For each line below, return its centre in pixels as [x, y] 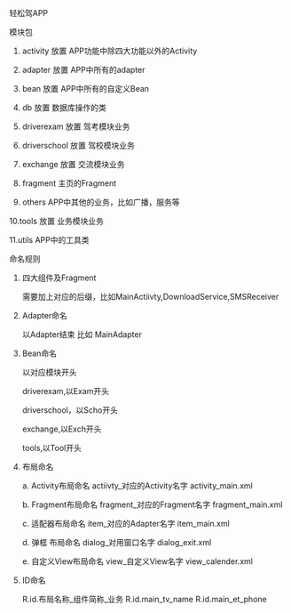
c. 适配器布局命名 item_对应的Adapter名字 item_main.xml [126, 524]
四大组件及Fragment [59, 278]
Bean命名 [39, 353]
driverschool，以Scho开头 [70, 410]
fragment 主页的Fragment [69, 183]
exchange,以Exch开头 [62, 429]
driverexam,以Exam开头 [65, 391]
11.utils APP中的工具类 [49, 240]
